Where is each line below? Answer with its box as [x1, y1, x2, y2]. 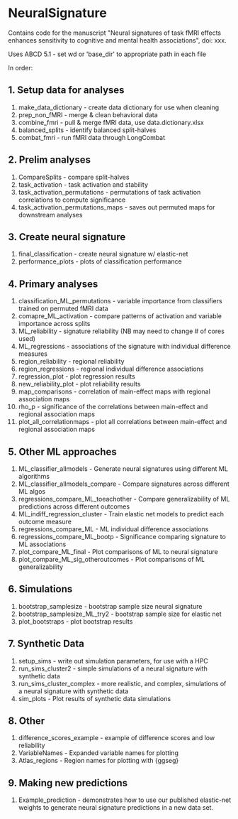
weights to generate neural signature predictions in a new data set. [18, 803, 214, 812]
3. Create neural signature [8, 231, 126, 243]
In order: [8, 63, 33, 72]
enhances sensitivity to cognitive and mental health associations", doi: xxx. [8, 36, 227, 44]
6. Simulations [8, 583, 73, 595]
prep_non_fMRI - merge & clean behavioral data [18, 110, 158, 119]
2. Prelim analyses [8, 154, 91, 166]
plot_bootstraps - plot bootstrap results [18, 617, 133, 626]
